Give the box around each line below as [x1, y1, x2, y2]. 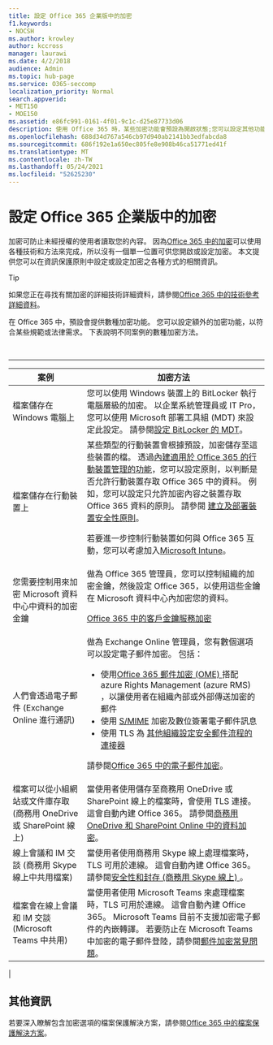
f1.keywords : [8, 19, 53, 28]
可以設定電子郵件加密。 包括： [86, 648, 203, 659]
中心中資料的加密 [12, 600, 79, 611]
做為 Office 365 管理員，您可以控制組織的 [86, 568, 247, 579]
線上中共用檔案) [12, 871, 73, 883]
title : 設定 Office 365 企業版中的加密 [8, 11, 132, 20]
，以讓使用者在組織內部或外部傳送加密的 [100, 691, 256, 702]
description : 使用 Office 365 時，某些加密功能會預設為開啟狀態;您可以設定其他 [8, 125, 254, 133]
